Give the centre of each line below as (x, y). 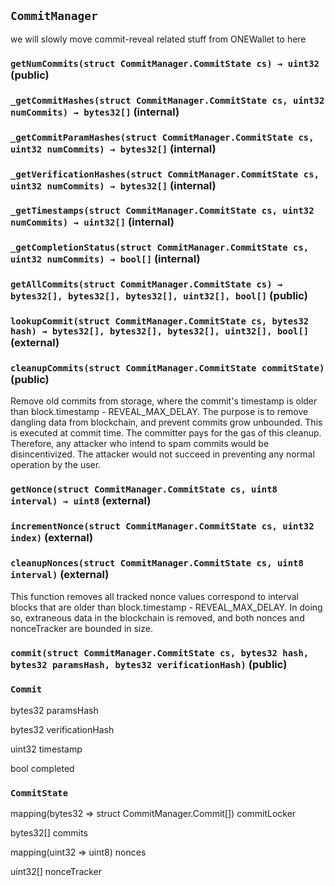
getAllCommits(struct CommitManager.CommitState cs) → (146, 284)
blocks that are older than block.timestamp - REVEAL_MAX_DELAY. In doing (166, 607)
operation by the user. (56, 465)
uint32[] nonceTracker (56, 872)
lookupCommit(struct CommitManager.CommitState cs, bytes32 (160, 321)
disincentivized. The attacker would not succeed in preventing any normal (162, 454)
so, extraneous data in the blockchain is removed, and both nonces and (157, 617)
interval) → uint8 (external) (81, 501)
